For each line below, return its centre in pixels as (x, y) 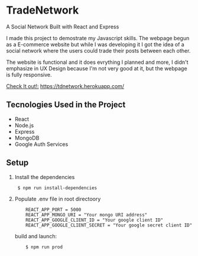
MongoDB (27, 138)
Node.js (24, 125)
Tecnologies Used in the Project (66, 105)
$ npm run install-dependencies (57, 188)
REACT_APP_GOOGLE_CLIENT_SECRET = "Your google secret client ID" (109, 225)
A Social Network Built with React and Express (63, 27)
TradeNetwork (43, 10)
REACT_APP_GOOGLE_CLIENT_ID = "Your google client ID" (95, 220)
